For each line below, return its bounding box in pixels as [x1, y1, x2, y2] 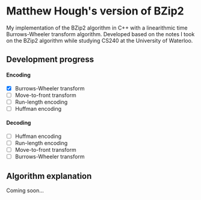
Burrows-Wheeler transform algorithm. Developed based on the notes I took [6, 30, 195, 37]
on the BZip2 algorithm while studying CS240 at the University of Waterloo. [6, 37, 193, 44]
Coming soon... [6, 187, 44, 194]
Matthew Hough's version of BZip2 [6, 4, 185, 18]
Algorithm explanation [6, 170, 92, 181]
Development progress [6, 54, 94, 64]
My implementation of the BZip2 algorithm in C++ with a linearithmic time [6, 24, 188, 31]
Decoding [6, 119, 31, 127]
